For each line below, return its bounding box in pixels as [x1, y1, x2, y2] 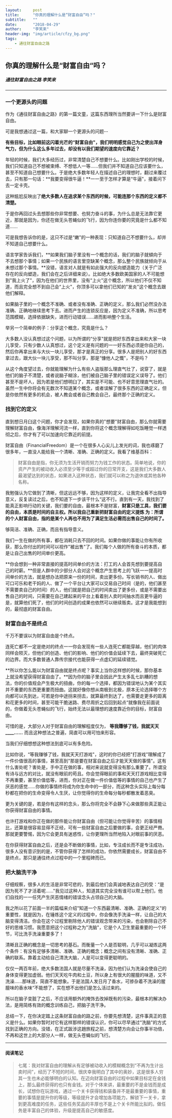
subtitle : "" [5, 17, 38, 22]
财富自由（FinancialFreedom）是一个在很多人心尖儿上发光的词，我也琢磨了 [5, 442, 164, 448]
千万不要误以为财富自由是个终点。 [5, 633, 77, 638]
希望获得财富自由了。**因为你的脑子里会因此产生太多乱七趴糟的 [18, 674, 154, 679]
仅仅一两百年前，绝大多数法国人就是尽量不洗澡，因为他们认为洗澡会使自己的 [5, 965, 167, 972]
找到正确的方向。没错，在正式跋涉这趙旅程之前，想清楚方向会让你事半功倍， [5, 1026, 167, 1032]
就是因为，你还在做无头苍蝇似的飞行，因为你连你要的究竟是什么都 [18, 217, 158, 223]
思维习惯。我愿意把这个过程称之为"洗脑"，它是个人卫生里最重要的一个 [14, 924, 162, 931]
